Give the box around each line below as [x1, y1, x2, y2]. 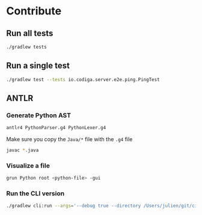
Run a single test [6, 61, 70, 71]
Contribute [6, 4, 62, 18]
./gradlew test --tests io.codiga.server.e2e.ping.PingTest [6, 76, 161, 82]
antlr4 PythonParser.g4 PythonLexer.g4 [6, 125, 106, 131]
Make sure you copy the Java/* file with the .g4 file [6, 136, 133, 143]
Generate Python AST [6, 111, 71, 120]
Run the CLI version [6, 189, 65, 198]
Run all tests [6, 28, 54, 38]
